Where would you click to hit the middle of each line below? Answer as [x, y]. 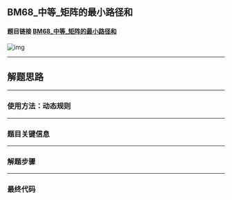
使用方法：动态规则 [39, 106]
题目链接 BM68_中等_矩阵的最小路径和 [62, 31]
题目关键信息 [29, 134]
